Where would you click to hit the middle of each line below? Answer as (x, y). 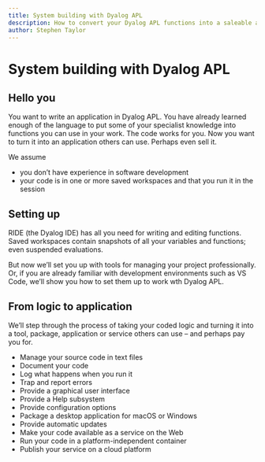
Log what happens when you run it (76, 374)
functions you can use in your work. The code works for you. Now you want (131, 134)
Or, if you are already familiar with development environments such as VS (127, 273)
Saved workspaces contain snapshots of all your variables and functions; (127, 242)
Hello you (32, 98)
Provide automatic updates (63, 424)
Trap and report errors (56, 382)
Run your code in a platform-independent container (103, 441)
